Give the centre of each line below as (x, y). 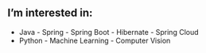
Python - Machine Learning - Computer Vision (95, 40)
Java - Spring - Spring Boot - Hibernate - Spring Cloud (109, 32)
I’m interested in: (50, 13)
